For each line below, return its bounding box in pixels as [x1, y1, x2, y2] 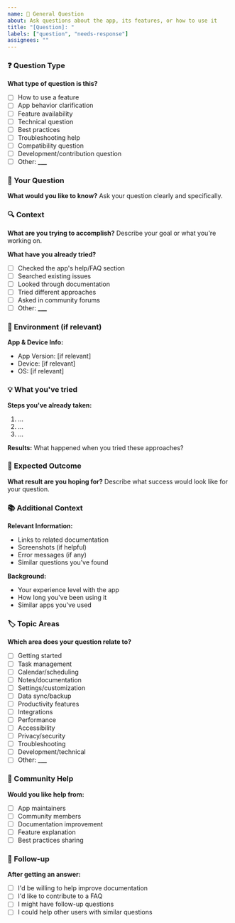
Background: [7, 572, 47, 581]
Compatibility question [17, 141, 84, 150]
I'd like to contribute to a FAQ [17, 892, 103, 900]
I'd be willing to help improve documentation [17, 884, 148, 892]
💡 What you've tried [7, 385, 78, 395]
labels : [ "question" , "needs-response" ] [7, 30, 129, 38]
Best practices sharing [17, 836, 84, 844]
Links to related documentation [17, 535, 109, 544]
